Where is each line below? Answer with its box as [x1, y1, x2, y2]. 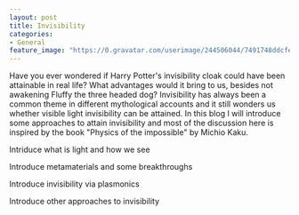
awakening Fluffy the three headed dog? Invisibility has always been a [9, 90, 267, 100]
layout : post [9, 12, 58, 22]
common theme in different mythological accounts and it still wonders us [9, 99, 276, 109]
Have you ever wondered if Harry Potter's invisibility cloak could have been [9, 70, 286, 81]
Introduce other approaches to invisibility [9, 196, 160, 207]
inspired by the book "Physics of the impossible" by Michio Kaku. [9, 127, 249, 138]
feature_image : [9, 46, 66, 55]
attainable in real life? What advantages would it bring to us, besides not [9, 80, 274, 91]
